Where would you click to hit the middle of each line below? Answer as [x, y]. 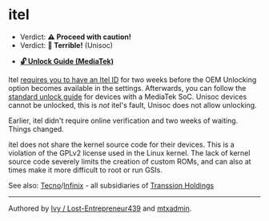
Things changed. [36, 128]
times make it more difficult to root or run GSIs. [85, 170]
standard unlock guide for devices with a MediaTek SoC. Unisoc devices [128, 97]
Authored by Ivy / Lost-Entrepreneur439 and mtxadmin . [100, 208]
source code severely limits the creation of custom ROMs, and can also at [130, 161]
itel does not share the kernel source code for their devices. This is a [121, 144]
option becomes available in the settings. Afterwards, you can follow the [127, 88]
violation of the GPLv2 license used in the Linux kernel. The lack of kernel [129, 152]
